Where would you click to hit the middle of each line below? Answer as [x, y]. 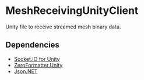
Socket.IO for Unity [37, 59]
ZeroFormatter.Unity [38, 65]
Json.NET [26, 71]
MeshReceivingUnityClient [72, 11]
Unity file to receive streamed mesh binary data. [63, 27]
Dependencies [32, 45]
